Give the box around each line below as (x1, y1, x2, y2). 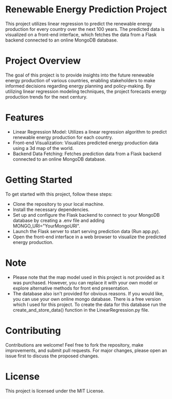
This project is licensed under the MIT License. (5, 388, 105, 394)
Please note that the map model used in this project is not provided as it (12, 274, 165, 280)
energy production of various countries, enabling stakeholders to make (5, 77, 156, 83)
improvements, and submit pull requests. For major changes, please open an (5, 347, 167, 353)
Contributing (5, 325, 61, 336)
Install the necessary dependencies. (12, 206, 90, 213)
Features (5, 112, 44, 124)
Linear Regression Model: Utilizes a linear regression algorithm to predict (12, 128, 167, 135)
